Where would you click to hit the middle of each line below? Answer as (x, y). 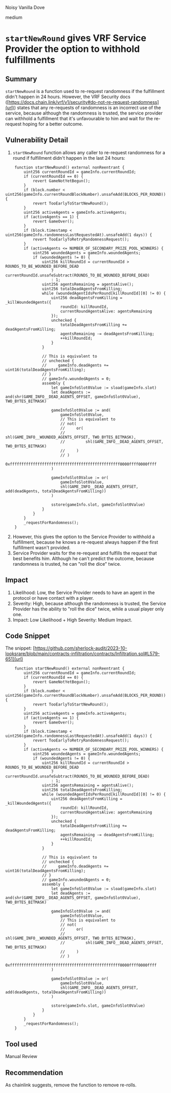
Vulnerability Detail (37, 140)
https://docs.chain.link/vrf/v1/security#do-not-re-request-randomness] (84, 102)
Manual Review (21, 1057)
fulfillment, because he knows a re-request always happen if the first (85, 542)
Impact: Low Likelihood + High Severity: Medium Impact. (72, 620)
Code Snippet (28, 636)
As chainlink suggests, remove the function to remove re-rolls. (71, 1085)
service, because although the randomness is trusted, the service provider (84, 113)
